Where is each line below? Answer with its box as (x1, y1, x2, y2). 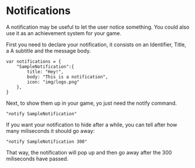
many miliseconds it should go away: (6, 127, 95, 134)
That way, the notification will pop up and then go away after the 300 (6, 149, 172, 156)
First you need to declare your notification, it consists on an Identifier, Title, (6, 41, 186, 48)
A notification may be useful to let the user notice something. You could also (6, 23, 190, 30)
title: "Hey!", (27, 68, 64, 74)
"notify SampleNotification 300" (6, 139, 88, 145)
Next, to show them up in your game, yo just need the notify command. (6, 100, 177, 107)
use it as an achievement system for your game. (6, 29, 121, 36)
